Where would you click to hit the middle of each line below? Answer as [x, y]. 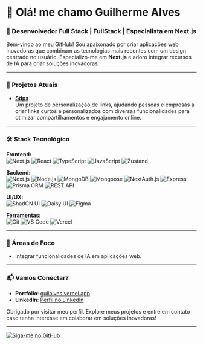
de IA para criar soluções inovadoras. [53, 63]
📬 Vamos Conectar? [38, 278]
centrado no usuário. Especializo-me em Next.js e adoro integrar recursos [99, 57]
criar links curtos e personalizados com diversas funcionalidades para [102, 111]
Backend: [18, 173]
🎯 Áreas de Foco [31, 243]
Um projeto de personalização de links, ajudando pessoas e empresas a [105, 105]
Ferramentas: [24, 215]
